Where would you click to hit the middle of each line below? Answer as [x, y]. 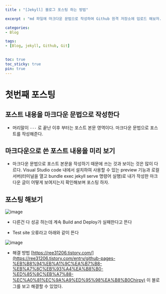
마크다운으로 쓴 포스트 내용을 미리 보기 [60, 151]
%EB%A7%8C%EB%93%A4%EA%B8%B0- [58, 269]
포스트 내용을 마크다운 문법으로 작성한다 [62, 115]
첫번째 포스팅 [30, 95]
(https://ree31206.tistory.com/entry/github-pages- [64, 258]
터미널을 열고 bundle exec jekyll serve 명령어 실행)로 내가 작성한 [85, 176]
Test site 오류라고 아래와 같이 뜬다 [45, 233]
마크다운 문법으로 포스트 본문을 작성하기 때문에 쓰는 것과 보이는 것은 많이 [83, 164]
